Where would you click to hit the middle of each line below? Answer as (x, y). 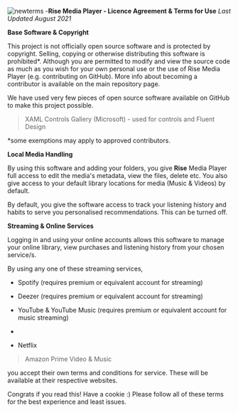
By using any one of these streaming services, (75, 268)
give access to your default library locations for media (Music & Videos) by (117, 183)
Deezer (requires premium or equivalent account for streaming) (110, 296)
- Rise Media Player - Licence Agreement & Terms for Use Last (138, 11)
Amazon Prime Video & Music (68, 359)
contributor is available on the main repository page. (84, 84)
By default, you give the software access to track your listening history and (117, 204)
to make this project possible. (50, 105)
